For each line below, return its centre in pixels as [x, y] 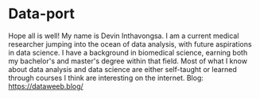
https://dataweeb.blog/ [46, 86]
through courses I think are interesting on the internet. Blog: [106, 78]
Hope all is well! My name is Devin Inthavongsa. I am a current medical [124, 36]
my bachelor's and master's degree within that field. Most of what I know [128, 61]
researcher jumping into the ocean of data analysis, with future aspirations [130, 44]
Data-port [42, 14]
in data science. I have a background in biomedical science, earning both [128, 52]
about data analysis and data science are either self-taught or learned [122, 69]
